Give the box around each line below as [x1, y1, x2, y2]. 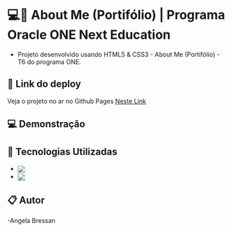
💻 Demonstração [7, 118, 86, 130]
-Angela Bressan [7, 216, 56, 225]
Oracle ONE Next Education [7, 27, 171, 43]
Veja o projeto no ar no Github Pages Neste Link [7, 97, 146, 105]
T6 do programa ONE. [17, 57, 82, 66]
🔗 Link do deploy [7, 78, 82, 90]
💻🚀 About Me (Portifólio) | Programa [7, 7, 226, 23]
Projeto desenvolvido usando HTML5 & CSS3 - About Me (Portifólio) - [17, 50, 220, 59]
